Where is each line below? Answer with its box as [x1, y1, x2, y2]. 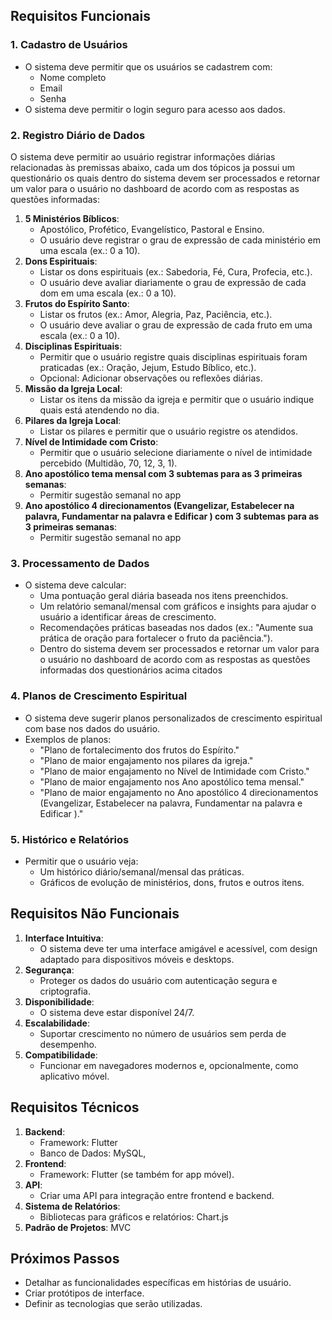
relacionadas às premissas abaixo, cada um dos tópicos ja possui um [10, 161, 295, 173]
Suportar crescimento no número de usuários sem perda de [39, 1027, 287, 1039]
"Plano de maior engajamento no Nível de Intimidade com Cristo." [39, 765, 310, 777]
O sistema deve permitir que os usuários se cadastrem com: [24, 60, 273, 73]
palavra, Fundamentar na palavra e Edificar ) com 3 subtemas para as [24, 510, 320, 522]
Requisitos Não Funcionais [10, 905, 180, 923]
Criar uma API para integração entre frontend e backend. [39, 1189, 275, 1201]
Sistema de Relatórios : [24, 1200, 121, 1212]
